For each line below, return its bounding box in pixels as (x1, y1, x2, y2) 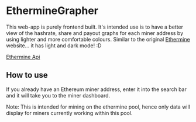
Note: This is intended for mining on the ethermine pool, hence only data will (6, 103, 190, 110)
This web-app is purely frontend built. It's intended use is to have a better (6, 23, 183, 30)
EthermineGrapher (6, 4, 98, 18)
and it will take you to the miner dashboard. (6, 92, 111, 99)
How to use (6, 70, 48, 80)
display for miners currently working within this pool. (6, 109, 133, 116)
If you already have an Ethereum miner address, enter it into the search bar (6, 86, 187, 93)
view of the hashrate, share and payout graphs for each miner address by (6, 29, 184, 36)
